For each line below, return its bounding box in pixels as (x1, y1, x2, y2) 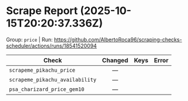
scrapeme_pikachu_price (9, 66, 76, 73)
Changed (102, 56, 129, 64)
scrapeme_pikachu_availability (9, 76, 97, 83)
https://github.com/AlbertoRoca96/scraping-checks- (53, 36, 182, 43)
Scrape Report (6, 4, 78, 18)
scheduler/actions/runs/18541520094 (6, 42, 97, 49)
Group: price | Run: (6, 36, 53, 43)
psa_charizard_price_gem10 (9, 86, 85, 92)
